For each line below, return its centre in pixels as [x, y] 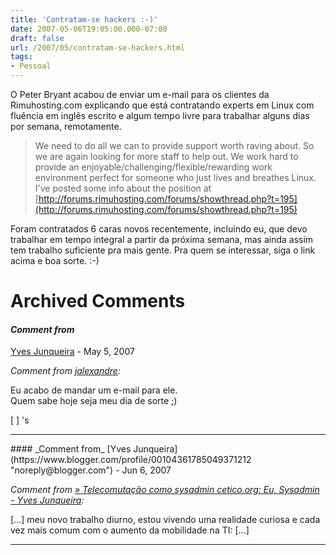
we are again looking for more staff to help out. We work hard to [166, 156]
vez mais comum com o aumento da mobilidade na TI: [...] [130, 530]
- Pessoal [31, 66]
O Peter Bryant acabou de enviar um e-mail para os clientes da [140, 94]
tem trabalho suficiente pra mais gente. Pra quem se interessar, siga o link [163, 250]
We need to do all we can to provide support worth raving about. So [174, 145]
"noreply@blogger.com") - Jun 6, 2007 [91, 470]
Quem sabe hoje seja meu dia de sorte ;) [94, 401]
